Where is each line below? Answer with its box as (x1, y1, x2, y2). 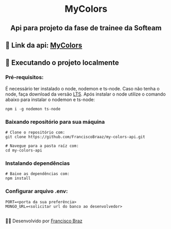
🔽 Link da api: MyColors (5, 41, 82, 49)
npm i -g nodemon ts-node (5, 106, 60, 111)
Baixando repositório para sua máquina (5, 118, 105, 125)
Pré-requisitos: (5, 74, 44, 81)
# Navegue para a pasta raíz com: (5, 143, 79, 148)
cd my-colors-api (5, 147, 42, 153)
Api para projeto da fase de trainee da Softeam (10, 24, 162, 32)
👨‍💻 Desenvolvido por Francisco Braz (5, 218, 83, 224)
